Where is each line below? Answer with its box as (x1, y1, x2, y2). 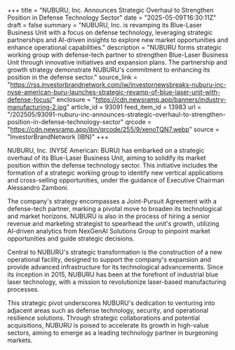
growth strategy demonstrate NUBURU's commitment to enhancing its (7, 66, 210, 74)
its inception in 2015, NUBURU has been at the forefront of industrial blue (7, 270, 219, 278)
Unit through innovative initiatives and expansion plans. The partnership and (7, 58, 228, 66)
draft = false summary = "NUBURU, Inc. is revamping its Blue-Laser (7, 21, 202, 29)
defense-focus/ (7, 95, 53, 104)
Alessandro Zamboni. (7, 184, 69, 191)
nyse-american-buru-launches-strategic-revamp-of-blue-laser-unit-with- (7, 88, 221, 96)
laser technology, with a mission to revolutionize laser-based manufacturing (7, 278, 227, 286)
